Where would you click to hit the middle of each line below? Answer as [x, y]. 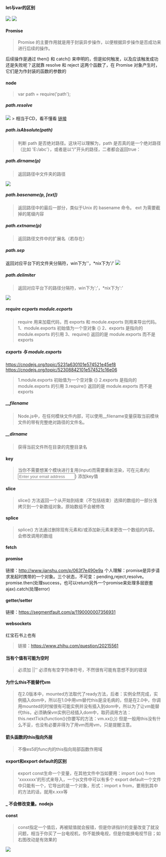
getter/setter [19, 601]
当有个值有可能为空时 [27, 658]
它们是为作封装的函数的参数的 [36, 71]
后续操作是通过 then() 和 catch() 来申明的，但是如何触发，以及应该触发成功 [82, 59]
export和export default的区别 [36, 761]
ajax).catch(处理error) [28, 589]
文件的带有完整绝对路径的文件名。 [52, 422]
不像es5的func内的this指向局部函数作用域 [60, 749]
